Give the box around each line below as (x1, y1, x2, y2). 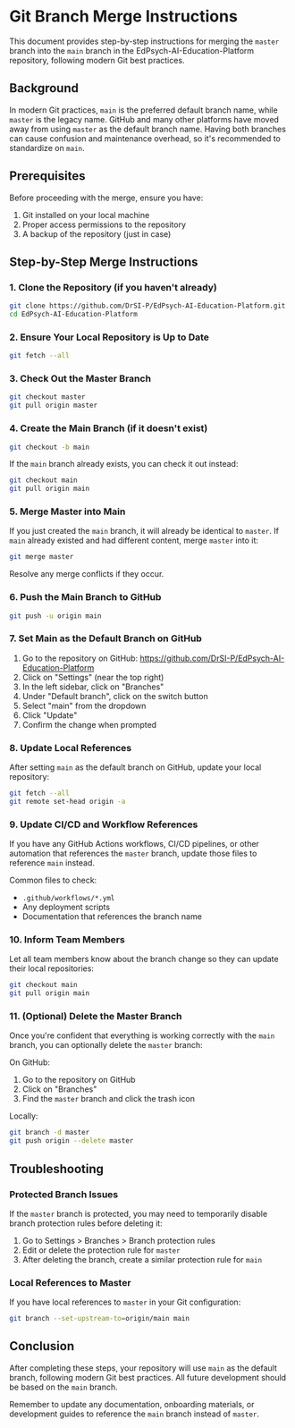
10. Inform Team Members (9, 934, 125, 946)
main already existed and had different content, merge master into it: (9, 535, 259, 546)
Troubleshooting (9, 1161, 105, 1177)
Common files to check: (9, 875, 97, 886)
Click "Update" (21, 709, 78, 721)
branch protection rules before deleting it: (9, 1218, 163, 1229)
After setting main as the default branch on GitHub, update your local (9, 762, 262, 773)
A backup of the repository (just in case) (21, 228, 172, 239)
